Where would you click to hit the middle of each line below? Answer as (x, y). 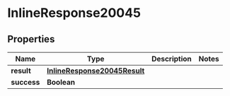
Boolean (61, 82)
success (25, 82)
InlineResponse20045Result (96, 71)
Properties (31, 39)
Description (172, 59)
